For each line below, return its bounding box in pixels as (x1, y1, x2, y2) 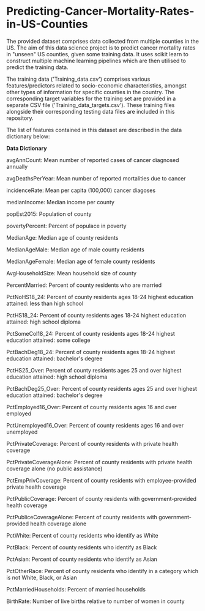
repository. (6, 114, 34, 122)
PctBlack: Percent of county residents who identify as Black (6, 543, 157, 551)
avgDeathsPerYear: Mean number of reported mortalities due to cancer (6, 174, 186, 182)
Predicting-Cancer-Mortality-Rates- (6, 4, 195, 18)
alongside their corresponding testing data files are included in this (6, 108, 175, 115)
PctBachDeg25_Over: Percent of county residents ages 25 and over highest (6, 385, 197, 392)
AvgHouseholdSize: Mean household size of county (6, 269, 136, 276)
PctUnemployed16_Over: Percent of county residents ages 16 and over (6, 421, 184, 429)
